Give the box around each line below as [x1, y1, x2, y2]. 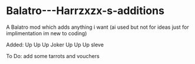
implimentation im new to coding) [6, 29, 87, 36]
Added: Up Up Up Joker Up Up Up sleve [6, 41, 104, 48]
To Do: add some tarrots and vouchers [6, 52, 100, 59]
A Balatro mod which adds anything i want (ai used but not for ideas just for [6, 23, 190, 31]
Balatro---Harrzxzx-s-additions [6, 4, 165, 18]
